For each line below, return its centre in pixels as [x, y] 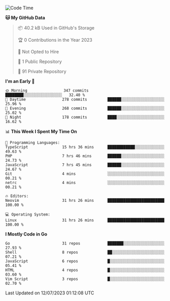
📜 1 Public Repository [40, 62]
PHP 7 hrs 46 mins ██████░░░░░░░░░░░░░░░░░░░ [85, 156]
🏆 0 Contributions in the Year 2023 [55, 40]
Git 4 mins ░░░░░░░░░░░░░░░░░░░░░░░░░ [85, 174]
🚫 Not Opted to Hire [38, 52]
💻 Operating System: [28, 215]
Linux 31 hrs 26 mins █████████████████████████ [85, 220]
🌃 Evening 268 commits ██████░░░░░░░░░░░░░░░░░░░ [85, 108]
